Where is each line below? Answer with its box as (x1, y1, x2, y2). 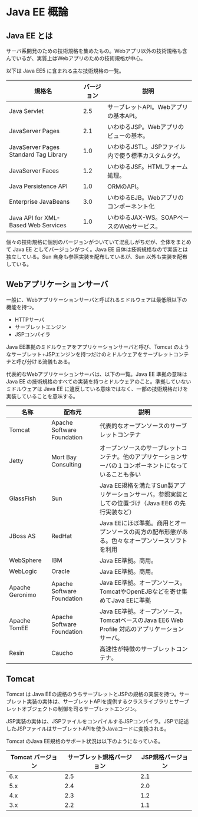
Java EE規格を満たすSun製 (99, 481, 174, 489)
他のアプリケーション (123, 452, 182, 461)
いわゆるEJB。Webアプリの (107, 194, 184, 201)
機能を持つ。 (6, 303, 37, 310)
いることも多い (99, 470, 141, 478)
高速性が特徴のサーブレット (99, 644, 176, 653)
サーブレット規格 (67, 753, 115, 761)
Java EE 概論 (6, 5, 69, 19)
